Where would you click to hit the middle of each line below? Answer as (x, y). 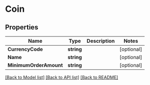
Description (101, 41)
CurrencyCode (25, 49)
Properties (22, 27)
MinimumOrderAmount (35, 65)
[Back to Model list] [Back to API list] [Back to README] (62, 77)
